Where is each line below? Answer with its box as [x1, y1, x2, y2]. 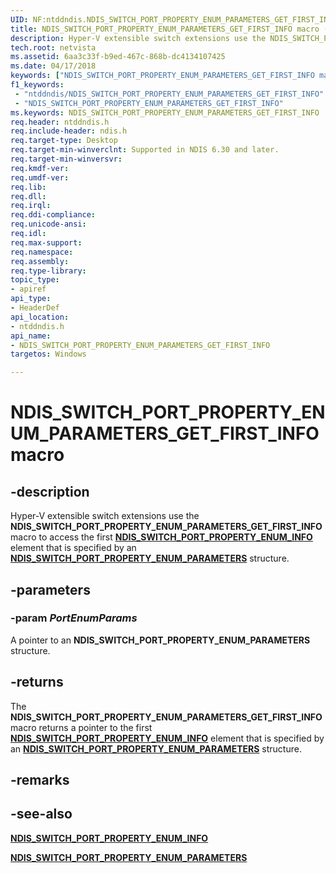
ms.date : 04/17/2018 [10, 61, 97, 71]
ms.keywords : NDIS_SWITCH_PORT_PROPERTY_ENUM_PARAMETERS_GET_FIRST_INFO [10, 107, 320, 118]
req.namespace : [10, 247, 74, 257]
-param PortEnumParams [10, 611, 138, 625]
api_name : [10, 331, 52, 341]
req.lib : [10, 182, 47, 192]
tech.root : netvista [10, 42, 97, 53]
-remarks [10, 772, 70, 789]
